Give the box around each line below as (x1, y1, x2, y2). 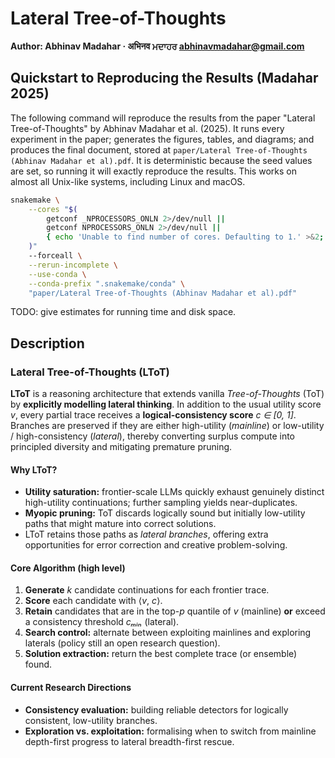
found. (24, 658, 53, 671)
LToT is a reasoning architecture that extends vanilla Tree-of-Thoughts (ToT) (10, 388, 325, 400)
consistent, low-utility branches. (24, 714, 158, 726)
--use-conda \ (28, 269, 87, 279)
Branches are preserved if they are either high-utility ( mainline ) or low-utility (10, 420, 325, 432)
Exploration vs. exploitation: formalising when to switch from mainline (24, 725, 317, 737)
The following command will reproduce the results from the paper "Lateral (10, 112, 316, 124)
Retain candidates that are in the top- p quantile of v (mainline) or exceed (24, 605, 326, 617)
